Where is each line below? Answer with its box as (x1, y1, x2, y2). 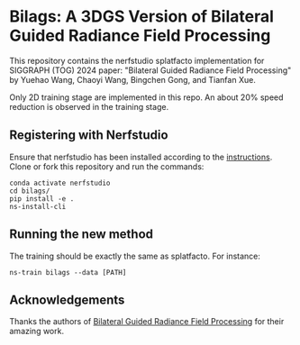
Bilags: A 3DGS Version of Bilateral (9, 6, 275, 27)
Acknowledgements (9, 292, 125, 307)
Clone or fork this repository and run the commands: (9, 160, 205, 172)
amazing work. (9, 326, 65, 337)
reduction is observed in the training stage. (9, 101, 169, 112)
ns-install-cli (9, 202, 67, 211)
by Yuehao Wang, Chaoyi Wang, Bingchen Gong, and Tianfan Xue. (9, 74, 257, 85)
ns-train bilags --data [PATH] (9, 268, 127, 277)
